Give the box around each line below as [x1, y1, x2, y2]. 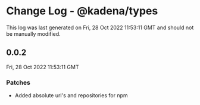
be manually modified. [6, 30, 61, 37]
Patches [6, 78, 31, 87]
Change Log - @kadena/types [6, 4, 158, 18]
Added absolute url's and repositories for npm [14, 92, 128, 99]
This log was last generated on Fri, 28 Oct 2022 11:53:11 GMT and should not [6, 24, 194, 31]
